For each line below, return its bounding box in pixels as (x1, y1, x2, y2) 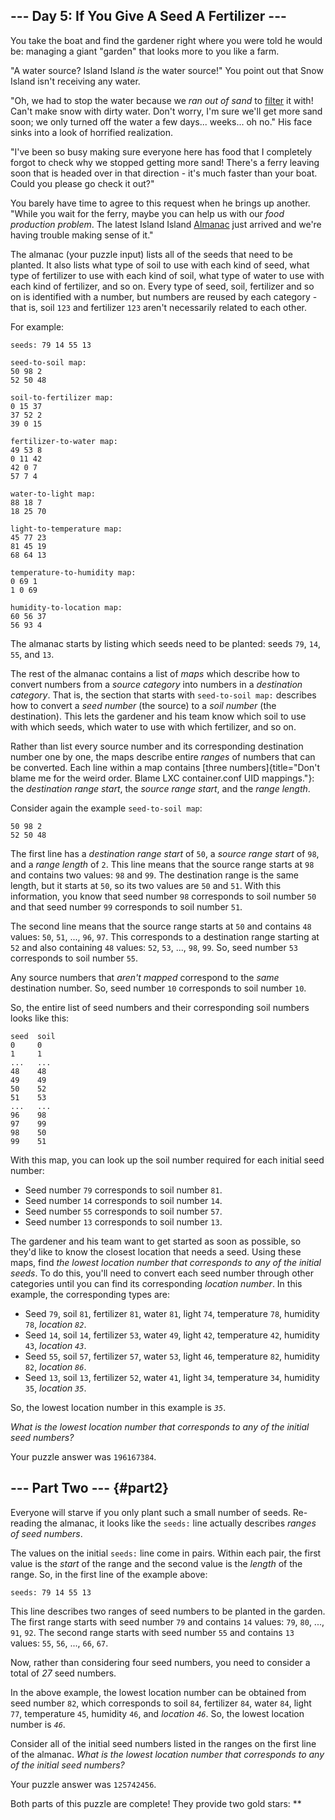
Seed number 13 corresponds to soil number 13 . (24, 1215, 223, 1228)
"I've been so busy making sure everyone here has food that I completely (10, 145, 313, 158)
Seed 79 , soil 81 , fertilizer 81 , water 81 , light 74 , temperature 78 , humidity (24, 1307, 320, 1319)
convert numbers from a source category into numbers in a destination (10, 678, 303, 690)
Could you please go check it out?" (10, 177, 155, 189)
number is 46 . (10, 1718, 66, 1730)
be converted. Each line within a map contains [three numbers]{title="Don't (10, 761, 321, 773)
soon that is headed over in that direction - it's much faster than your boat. (10, 167, 318, 179)
